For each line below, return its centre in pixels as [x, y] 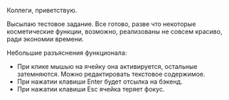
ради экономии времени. [46, 39]
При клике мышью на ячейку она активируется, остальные [107, 66]
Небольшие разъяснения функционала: [67, 53]
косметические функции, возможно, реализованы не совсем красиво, [114, 32]
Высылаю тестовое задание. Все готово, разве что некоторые [101, 24]
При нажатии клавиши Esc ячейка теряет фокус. [91, 89]
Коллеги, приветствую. [42, 10]
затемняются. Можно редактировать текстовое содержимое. [111, 74]
